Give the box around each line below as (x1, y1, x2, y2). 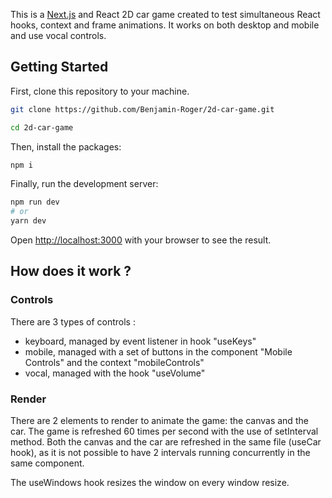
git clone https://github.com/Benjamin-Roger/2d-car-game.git (10, 104, 275, 114)
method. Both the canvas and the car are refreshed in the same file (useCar (10, 436, 322, 448)
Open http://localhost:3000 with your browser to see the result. (10, 234, 272, 246)
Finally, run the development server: (10, 178, 159, 190)
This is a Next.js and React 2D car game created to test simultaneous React (10, 9, 321, 20)
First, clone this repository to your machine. (10, 85, 190, 97)
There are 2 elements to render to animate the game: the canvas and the (10, 415, 309, 427)
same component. (10, 457, 85, 469)
